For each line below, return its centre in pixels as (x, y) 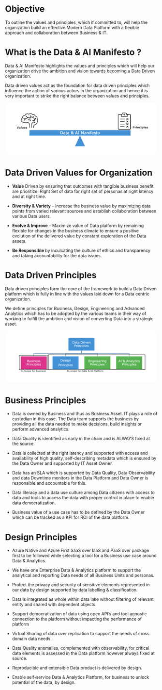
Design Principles (41, 537)
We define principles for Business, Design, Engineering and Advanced (75, 308)
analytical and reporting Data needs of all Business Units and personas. (83, 575)
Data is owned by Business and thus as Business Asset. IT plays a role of (85, 414)
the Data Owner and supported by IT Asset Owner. (62, 463)
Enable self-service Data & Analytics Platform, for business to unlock (81, 677)
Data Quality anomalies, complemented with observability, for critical (81, 648)
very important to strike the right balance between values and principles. (77, 96)
